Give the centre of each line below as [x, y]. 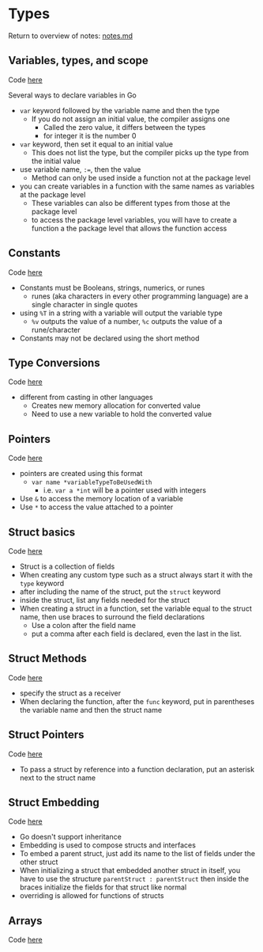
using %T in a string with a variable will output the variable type [121, 313]
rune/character [56, 329]
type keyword [42, 583]
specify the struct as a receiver [70, 693]
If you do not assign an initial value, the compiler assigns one [131, 119]
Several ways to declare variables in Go [72, 95]
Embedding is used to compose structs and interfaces [107, 845]
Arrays [25, 921]
